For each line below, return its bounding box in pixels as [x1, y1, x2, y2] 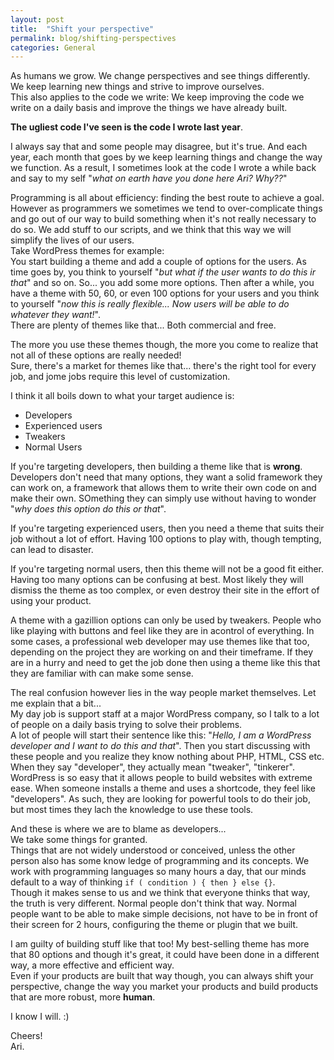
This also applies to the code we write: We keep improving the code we [10, 91, 305, 103]
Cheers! [10, 1030, 43, 1042]
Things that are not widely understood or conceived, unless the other [10, 844, 296, 856]
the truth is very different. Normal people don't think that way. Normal [10, 897, 297, 910]
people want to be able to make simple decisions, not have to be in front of [10, 908, 318, 920]
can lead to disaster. [10, 544, 94, 556]
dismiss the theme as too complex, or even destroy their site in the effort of [10, 584, 320, 596]
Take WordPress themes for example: [10, 245, 165, 257]
